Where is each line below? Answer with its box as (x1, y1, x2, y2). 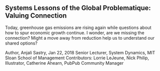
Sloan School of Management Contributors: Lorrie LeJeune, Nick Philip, (5, 55, 149, 61)
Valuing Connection (5, 12, 67, 20)
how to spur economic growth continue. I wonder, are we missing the (5, 29, 144, 36)
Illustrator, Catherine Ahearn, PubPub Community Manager (5, 60, 124, 66)
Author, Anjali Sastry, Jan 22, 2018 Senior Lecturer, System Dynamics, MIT (5, 49, 156, 55)
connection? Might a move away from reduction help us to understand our (5, 35, 155, 41)
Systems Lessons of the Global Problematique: (5, 4, 151, 12)
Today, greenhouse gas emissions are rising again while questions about (5, 24, 152, 30)
